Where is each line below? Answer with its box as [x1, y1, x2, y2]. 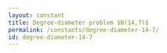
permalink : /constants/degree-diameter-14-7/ [8, 26, 159, 34]
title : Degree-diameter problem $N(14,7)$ [8, 19, 149, 26]
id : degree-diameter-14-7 [8, 33, 93, 41]
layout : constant [8, 11, 65, 19]
